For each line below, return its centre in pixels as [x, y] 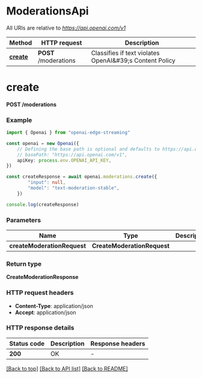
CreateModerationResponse [42, 277]
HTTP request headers [40, 293]
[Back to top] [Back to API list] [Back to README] [67, 368]
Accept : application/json [45, 312]
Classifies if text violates [125, 53]
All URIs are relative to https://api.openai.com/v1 [66, 28]
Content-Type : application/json [54, 306]
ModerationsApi [47, 11]
